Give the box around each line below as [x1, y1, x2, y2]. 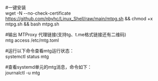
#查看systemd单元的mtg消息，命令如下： [5, 64, 92, 70]
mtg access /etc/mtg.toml [5, 37, 59, 43]
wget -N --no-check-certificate [5, 10, 71, 16]
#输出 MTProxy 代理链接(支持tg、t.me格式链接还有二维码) [5, 32, 127, 37]
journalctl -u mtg [5, 70, 40, 75]
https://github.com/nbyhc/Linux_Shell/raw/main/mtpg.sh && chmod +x [5, 16, 153, 21]
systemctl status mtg [5, 53, 49, 60]
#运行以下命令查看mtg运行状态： [5, 48, 75, 53]
